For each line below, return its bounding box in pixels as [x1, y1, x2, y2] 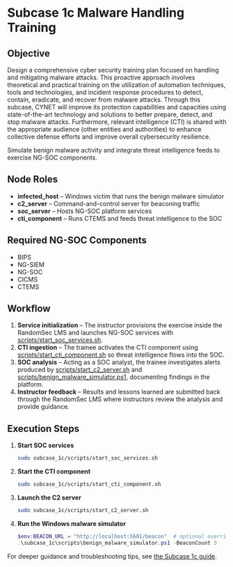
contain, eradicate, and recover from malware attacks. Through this [7, 95, 200, 104]
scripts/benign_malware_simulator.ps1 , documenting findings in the [17, 373, 210, 381]
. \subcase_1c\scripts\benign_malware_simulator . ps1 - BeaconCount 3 [17, 539, 218, 546]
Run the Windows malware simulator [17, 519, 127, 527]
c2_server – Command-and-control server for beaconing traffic [17, 199, 200, 208]
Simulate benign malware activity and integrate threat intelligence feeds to [7, 146, 220, 154]
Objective [7, 47, 51, 59]
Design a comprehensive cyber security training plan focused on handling [7, 66, 219, 74]
